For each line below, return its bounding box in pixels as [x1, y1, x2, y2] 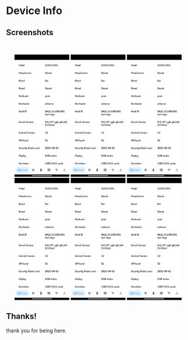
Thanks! [6, 311, 37, 321]
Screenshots [6, 28, 54, 37]
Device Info [6, 4, 62, 18]
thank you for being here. [6, 327, 67, 334]
